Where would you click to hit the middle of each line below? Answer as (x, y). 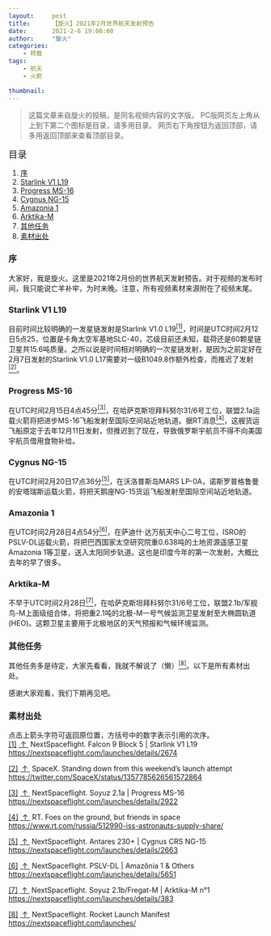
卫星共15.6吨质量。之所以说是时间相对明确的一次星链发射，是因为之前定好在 (135, 348)
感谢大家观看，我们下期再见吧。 (61, 693)
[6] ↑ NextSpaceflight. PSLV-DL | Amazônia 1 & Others (102, 866)
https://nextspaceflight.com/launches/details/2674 (93, 753)
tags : (17, 62)
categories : (28, 46)
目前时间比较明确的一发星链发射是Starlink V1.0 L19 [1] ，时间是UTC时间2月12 (133, 328)
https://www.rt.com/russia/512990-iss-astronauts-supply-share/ (116, 826)
